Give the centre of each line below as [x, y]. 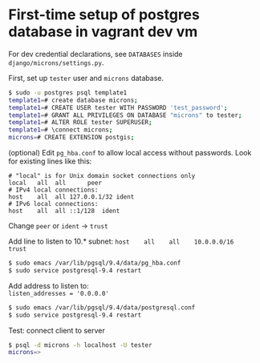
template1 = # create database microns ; [73, 100]
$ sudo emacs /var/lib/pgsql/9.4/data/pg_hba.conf [95, 263]
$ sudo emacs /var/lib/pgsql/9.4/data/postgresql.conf [102, 307]
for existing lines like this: [50, 161]
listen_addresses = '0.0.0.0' [59, 293]
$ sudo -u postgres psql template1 [68, 93]
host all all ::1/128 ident [64, 211]
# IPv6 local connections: [53, 204]
